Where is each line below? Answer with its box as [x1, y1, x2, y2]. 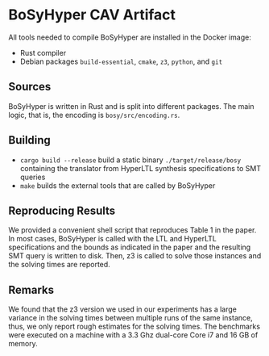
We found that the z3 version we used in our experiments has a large [8, 304, 238, 314]
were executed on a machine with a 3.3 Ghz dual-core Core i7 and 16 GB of [8, 330, 259, 340]
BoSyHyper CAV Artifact [8, 6, 176, 24]
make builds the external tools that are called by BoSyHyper [19, 180, 216, 191]
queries [19, 172, 46, 182]
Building [8, 133, 51, 147]
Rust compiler [19, 48, 67, 57]
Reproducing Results [8, 203, 116, 217]
